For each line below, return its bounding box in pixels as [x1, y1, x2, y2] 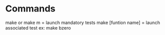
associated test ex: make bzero [5, 24, 71, 30]
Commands [5, 3, 56, 14]
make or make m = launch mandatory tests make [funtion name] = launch [5, 19, 160, 25]
